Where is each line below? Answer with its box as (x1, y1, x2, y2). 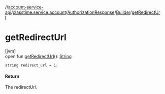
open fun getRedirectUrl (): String (5, 53, 72, 59)
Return (5, 73, 20, 79)
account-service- (8, 4, 44, 10)
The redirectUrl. (5, 84, 37, 90)
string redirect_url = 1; (5, 63, 58, 68)
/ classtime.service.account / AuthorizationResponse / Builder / (11, 9, 132, 15)
